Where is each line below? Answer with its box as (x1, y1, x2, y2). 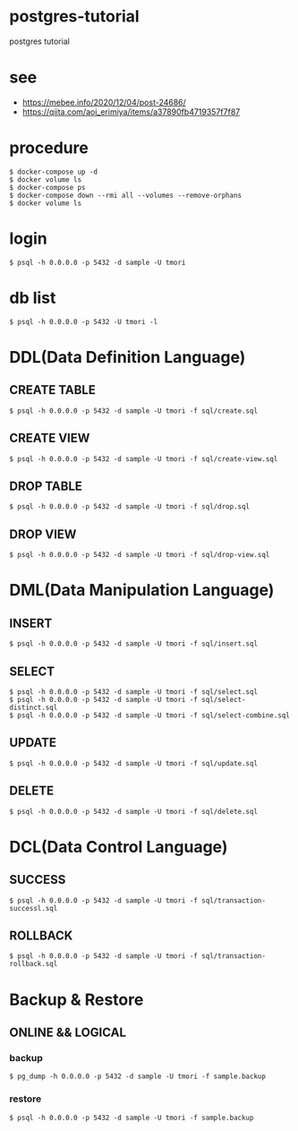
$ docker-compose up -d (9, 167, 98, 176)
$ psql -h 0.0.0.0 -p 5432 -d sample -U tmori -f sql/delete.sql (9, 807, 258, 816)
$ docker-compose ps (9, 183, 87, 192)
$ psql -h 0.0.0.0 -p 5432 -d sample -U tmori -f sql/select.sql (9, 687, 258, 696)
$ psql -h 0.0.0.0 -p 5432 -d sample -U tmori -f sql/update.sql (9, 758, 258, 767)
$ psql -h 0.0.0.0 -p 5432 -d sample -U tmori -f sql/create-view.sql (9, 454, 278, 463)
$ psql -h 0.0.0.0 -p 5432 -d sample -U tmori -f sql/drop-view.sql (9, 551, 270, 560)
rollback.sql (9, 960, 58, 969)
